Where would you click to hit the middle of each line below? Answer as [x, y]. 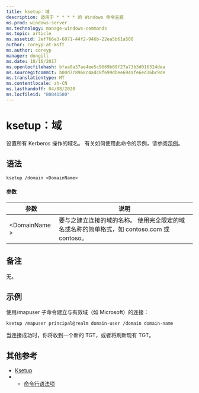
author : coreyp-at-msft [36, 45]
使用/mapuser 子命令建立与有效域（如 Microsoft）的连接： [78, 312]
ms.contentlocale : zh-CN [37, 84]
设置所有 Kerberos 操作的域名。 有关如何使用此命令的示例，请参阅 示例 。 [95, 143]
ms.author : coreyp [29, 50]
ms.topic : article [29, 34]
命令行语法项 [39, 384]
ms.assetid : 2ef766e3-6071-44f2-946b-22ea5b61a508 [70, 39]
